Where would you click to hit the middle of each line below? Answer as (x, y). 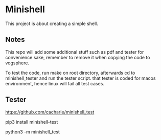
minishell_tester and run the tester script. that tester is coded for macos (80, 78)
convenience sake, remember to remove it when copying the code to (78, 57)
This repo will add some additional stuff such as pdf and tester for (75, 52)
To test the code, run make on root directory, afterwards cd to (70, 73)
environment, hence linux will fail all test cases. (55, 83)
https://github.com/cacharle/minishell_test (50, 112)
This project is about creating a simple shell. (52, 24)
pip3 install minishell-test (32, 122)
